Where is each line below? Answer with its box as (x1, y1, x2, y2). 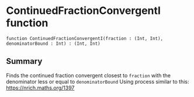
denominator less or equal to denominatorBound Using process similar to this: (6, 78, 189, 85)
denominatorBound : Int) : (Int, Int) (6, 41, 101, 46)
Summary (6, 56, 43, 66)
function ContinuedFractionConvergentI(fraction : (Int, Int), (6, 35, 164, 41)
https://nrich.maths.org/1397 (6, 84, 75, 91)
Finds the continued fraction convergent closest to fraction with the (6, 71, 171, 79)
